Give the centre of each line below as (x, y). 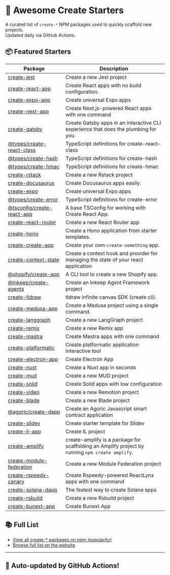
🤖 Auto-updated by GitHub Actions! (62, 566)
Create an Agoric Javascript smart (106, 409)
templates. (78, 237)
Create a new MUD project (97, 376)
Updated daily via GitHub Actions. (40, 35)
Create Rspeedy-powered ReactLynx (110, 475)
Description (114, 68)
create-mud (22, 376)
